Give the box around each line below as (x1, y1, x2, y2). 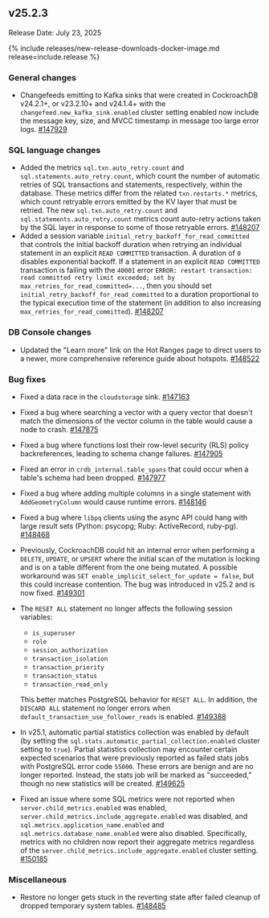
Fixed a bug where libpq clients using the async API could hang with (19, 513, 248, 522)
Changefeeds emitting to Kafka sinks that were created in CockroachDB (19, 90, 259, 100)
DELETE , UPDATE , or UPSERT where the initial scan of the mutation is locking (19, 554, 260, 563)
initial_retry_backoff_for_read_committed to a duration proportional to (19, 290, 259, 299)
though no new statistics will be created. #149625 (19, 779, 185, 788)
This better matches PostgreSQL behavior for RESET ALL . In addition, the (19, 695, 259, 704)
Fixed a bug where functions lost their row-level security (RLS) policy (19, 440, 249, 450)
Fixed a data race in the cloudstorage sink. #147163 (19, 392, 190, 401)
